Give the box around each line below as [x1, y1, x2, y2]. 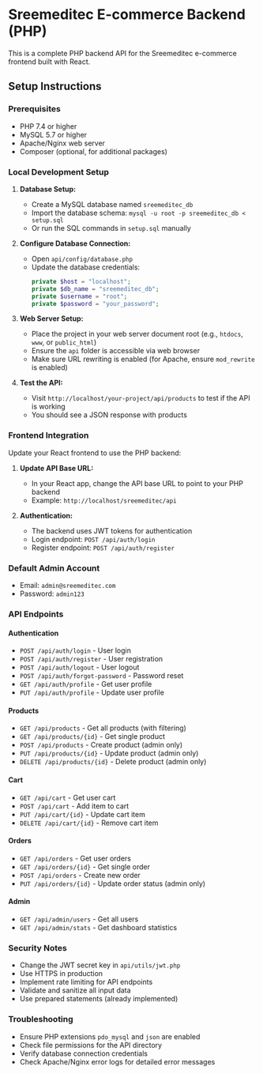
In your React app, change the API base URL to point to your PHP [31, 478, 243, 488]
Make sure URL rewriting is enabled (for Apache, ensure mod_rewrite [31, 354, 255, 364]
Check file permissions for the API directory [19, 1040, 163, 1050]
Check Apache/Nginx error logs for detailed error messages [19, 1057, 216, 1066]
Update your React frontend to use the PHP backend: [8, 448, 182, 458]
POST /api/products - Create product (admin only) [19, 740, 183, 750]
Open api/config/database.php [31, 254, 133, 263]
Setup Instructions [8, 80, 102, 93]
